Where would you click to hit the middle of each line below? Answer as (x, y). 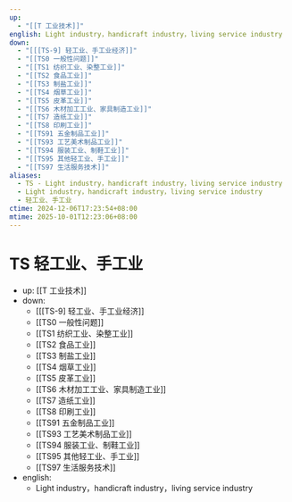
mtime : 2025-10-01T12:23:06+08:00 (74, 217)
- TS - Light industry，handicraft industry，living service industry (150, 184)
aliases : (25, 175)
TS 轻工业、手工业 (76, 264)
